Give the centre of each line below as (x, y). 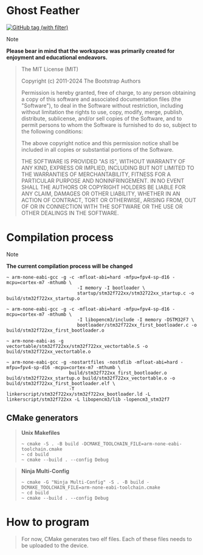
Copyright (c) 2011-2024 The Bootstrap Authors (81, 81)
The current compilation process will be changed (70, 266)
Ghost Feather (43, 11)
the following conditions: (52, 131)
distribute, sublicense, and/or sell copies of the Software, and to (101, 118)
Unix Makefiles (40, 432)
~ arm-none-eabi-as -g (35, 341)
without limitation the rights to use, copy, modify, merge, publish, (102, 112)
